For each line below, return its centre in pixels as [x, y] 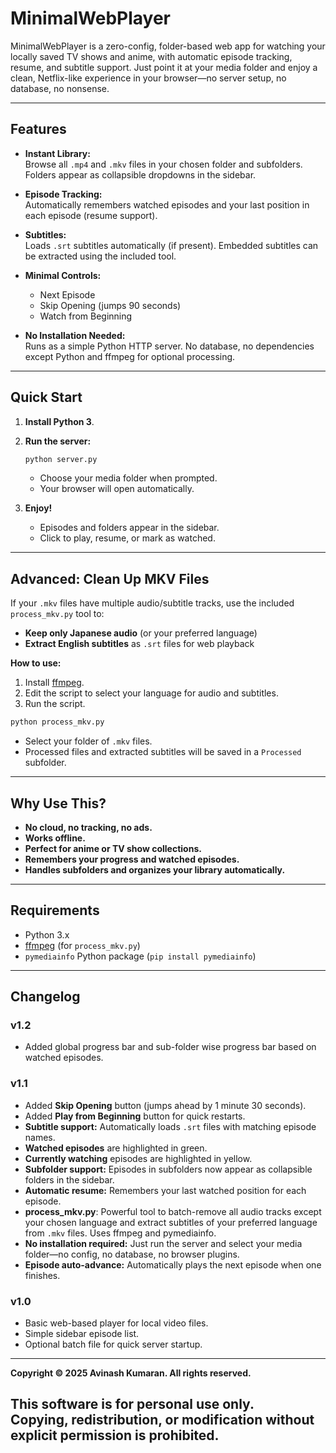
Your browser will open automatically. [117, 489]
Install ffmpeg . [54, 683]
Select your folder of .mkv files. [88, 741]
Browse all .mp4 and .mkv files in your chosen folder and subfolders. [163, 164]
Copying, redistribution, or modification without [162, 1420]
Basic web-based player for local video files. [116, 1323]
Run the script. [55, 704]
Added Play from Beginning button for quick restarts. [135, 1116]
